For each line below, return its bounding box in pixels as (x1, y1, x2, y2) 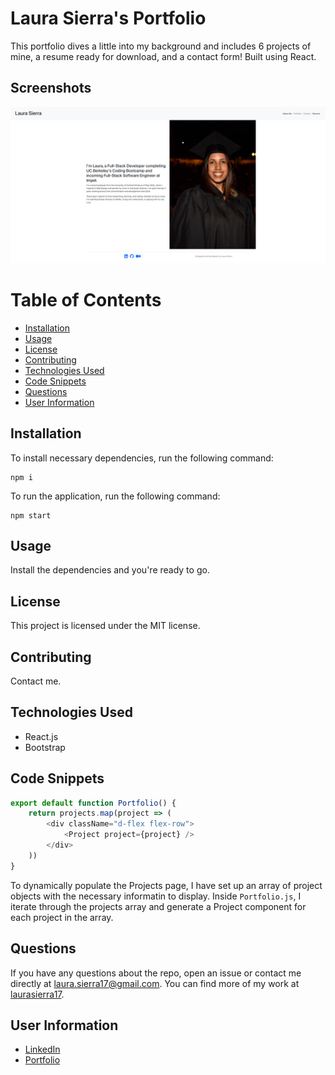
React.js (24, 730, 59, 742)
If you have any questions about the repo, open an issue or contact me (10, 967, 302, 979)
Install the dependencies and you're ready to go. (10, 564, 210, 576)
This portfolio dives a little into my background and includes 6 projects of (10, 40, 312, 52)
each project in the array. (10, 911, 114, 923)
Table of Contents (10, 288, 162, 311)
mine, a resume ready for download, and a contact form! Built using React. (10, 50, 317, 62)
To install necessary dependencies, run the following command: (10, 452, 274, 464)
